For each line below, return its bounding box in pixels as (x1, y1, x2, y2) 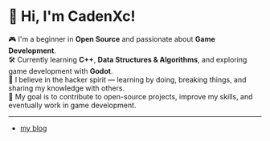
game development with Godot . (8, 66, 113, 75)
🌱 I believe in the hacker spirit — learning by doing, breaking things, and (8, 75, 247, 84)
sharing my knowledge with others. (8, 83, 125, 93)
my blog (19, 123, 47, 133)
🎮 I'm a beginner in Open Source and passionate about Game (8, 34, 215, 43)
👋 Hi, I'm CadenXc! (8, 7, 136, 26)
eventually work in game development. (8, 100, 137, 110)
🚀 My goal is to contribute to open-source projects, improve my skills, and (8, 91, 253, 101)
